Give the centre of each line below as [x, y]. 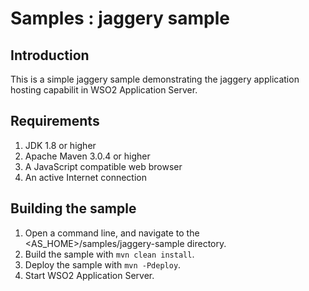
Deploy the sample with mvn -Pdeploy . [103, 264]
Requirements [55, 121]
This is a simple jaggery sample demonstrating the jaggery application [155, 79]
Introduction [50, 55]
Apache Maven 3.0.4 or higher [87, 156]
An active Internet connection [85, 177]
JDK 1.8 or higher [60, 145]
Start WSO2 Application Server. [89, 275]
